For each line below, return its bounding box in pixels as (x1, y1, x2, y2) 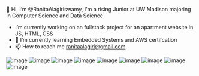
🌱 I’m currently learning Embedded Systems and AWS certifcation (14, 37, 177, 43)
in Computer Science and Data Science (6, 12, 104, 19)
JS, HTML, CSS (14, 30, 53, 37)
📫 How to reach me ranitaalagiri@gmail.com (14, 43, 126, 50)
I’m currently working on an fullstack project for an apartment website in (14, 24, 194, 31)
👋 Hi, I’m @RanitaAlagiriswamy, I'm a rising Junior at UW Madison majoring (6, 6, 191, 13)
